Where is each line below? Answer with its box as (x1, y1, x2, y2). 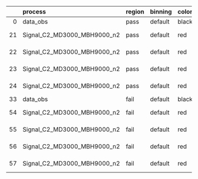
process (22, 8, 46, 15)
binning (150, 8, 172, 15)
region (126, 8, 144, 15)
